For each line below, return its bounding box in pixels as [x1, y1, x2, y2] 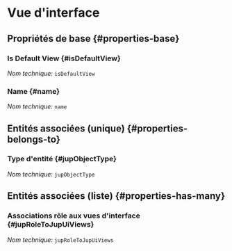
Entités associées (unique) [7, 122, 125, 134]
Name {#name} [7, 86, 60, 96]
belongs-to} [7, 133, 61, 145]
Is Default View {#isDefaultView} [7, 54, 122, 63]
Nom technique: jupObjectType [7, 170, 95, 178]
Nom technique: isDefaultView [7, 69, 95, 77]
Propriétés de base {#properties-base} [7, 33, 180, 44]
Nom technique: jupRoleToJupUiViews [7, 235, 114, 244]
